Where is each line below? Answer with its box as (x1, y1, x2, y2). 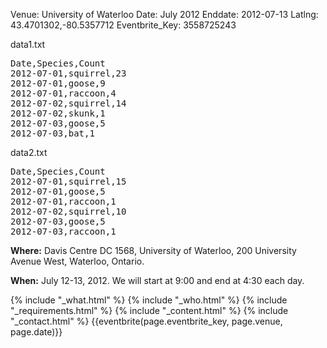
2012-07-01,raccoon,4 (10, 88, 117, 99)
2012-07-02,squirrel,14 (10, 98, 127, 109)
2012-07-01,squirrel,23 (10, 68, 127, 79)
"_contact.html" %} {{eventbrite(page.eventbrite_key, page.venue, (10, 315, 283, 327)
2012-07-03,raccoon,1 (10, 226, 117, 237)
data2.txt (10, 147, 48, 158)
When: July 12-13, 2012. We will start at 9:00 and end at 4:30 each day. (10, 275, 305, 286)
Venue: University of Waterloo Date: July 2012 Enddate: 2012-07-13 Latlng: (10, 9, 319, 20)
